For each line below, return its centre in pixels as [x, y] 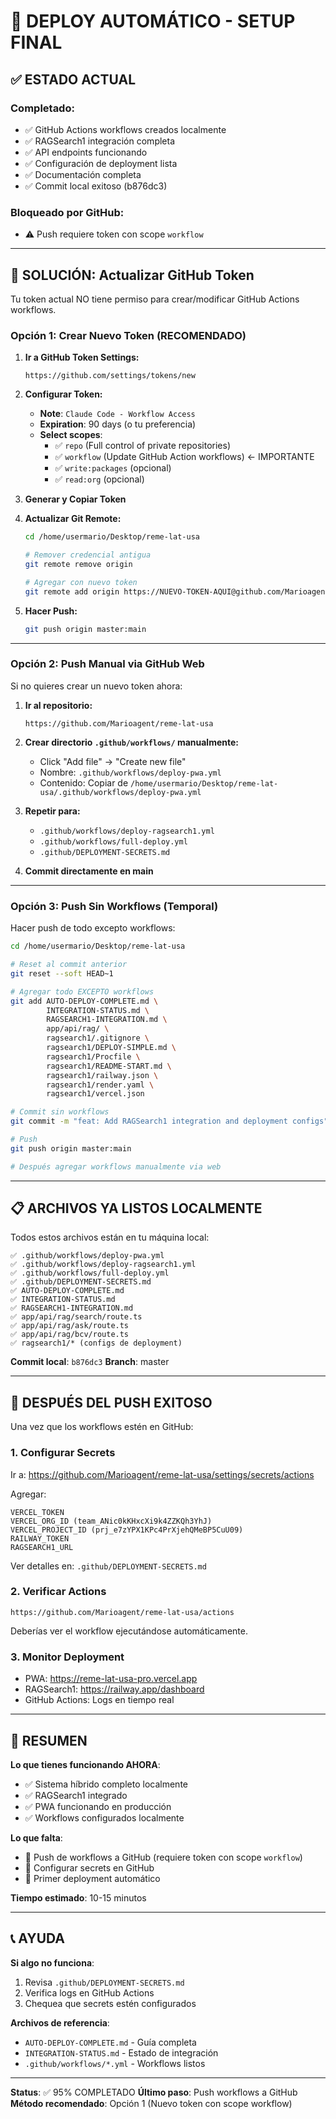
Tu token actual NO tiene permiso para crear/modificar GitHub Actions [155, 299]
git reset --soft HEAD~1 [62, 973]
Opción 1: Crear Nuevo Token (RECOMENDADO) [128, 335]
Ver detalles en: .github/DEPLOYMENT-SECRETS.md [108, 1566]
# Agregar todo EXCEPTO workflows [82, 991]
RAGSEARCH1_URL [42, 1547]
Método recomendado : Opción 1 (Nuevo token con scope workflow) [151, 2103]
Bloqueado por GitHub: [67, 212]
